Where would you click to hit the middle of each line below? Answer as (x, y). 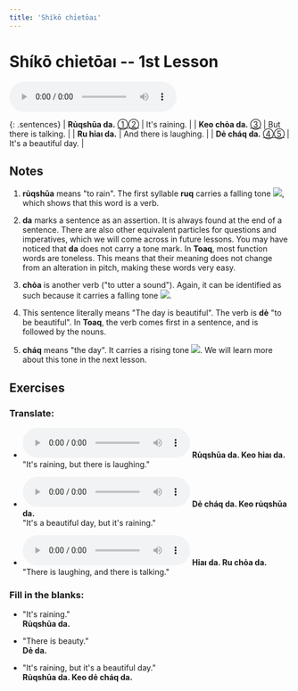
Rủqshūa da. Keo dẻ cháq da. (77, 678)
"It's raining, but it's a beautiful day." (89, 668)
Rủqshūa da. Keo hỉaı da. (238, 455)
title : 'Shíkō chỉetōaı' (55, 17)
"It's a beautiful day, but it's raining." (89, 523)
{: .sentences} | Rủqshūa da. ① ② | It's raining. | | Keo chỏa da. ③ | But (145, 124)
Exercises (37, 387)
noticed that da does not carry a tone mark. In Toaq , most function (145, 249)
